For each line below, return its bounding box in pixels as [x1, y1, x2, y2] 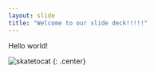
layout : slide [8, 11, 56, 20]
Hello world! [8, 40, 48, 50]
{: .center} [52, 56, 86, 66]
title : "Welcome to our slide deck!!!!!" [8, 19, 148, 27]
